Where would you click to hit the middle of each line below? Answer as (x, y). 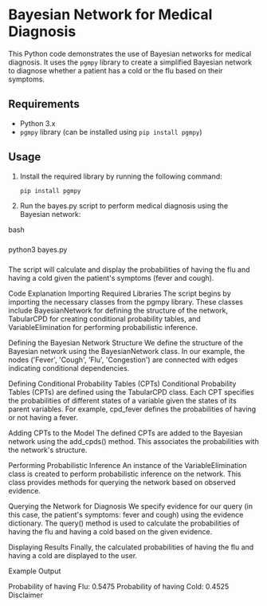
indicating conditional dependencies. (69, 368)
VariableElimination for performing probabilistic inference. (103, 328)
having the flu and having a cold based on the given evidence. (110, 532)
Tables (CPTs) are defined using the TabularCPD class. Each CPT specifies (131, 392)
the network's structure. (48, 450)
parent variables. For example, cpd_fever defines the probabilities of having (132, 409)
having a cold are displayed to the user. (73, 556)
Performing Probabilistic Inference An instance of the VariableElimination (128, 466)
